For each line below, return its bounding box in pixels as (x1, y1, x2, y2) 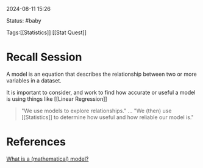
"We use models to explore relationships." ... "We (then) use (21, 107, 172, 114)
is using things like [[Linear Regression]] (6, 95, 108, 103)
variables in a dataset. (6, 76, 62, 84)
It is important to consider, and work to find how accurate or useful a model (6, 89, 196, 96)
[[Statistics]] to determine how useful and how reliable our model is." (21, 113, 194, 121)
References (6, 135, 66, 149)
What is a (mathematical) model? (6, 155, 89, 163)
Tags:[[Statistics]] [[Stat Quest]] (6, 29, 87, 36)
